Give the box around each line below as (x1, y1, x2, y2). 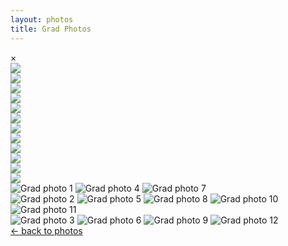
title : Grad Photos (10, 24, 92, 34)
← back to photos (10, 224, 83, 236)
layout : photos (10, 14, 74, 25)
